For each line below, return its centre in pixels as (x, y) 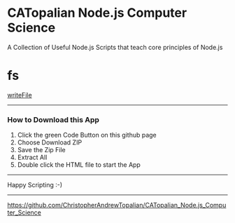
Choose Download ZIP (50, 142)
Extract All (32, 157)
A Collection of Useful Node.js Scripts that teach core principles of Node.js (115, 47)
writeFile (20, 95)
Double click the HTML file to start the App (79, 165)
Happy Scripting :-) (35, 185)
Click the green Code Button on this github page (87, 135)
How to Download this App (54, 119)
